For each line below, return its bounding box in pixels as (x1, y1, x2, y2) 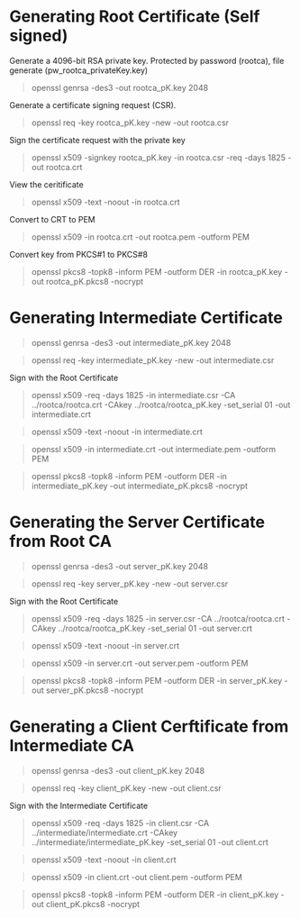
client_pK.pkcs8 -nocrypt (45, 898, 141, 909)
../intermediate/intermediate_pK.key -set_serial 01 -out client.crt (31, 836, 268, 848)
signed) (9, 25, 68, 46)
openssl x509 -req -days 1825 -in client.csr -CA (31, 817, 210, 828)
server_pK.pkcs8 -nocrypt (45, 685, 144, 695)
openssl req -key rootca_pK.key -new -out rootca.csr (31, 117, 230, 128)
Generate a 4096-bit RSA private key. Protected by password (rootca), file (9, 55, 285, 66)
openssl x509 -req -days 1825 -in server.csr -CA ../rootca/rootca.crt (31, 613, 286, 623)
